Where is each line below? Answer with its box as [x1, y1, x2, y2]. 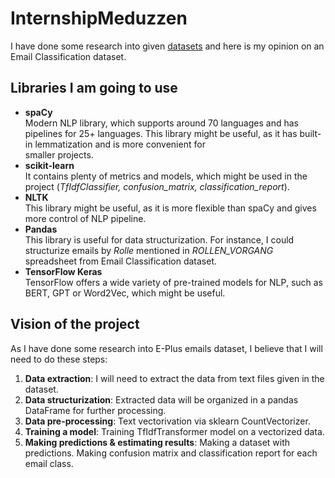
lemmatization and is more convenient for [34, 138, 206, 150]
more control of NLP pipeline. [24, 212, 147, 224]
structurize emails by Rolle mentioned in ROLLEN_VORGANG [24, 244, 274, 256]
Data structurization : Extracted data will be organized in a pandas [24, 393, 299, 406]
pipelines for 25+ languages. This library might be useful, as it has [24, 127, 298, 139]
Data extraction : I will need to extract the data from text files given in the [24, 372, 325, 384]
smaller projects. [24, 148, 94, 161]
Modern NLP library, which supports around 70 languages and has [24, 117, 299, 129]
